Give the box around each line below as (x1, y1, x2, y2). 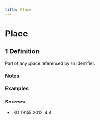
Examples (5, 86, 29, 92)
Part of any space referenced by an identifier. (5, 60, 96, 66)
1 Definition (5, 47, 40, 56)
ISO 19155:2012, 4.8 (12, 109, 52, 115)
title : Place (5, 7, 31, 12)
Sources (5, 98, 25, 105)
